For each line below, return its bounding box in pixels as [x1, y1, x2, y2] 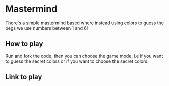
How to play [5, 40, 43, 48]
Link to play [5, 73, 42, 81]
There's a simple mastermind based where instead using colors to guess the [5, 20, 164, 26]
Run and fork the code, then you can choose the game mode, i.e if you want [5, 53, 163, 59]
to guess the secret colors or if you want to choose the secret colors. [5, 58, 149, 64]
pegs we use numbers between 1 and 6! [5, 25, 88, 31]
